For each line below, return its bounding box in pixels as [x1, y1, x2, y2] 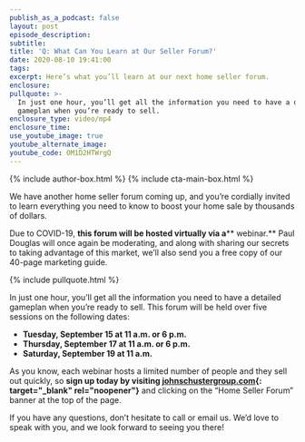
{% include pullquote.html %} [9, 274, 120, 285]
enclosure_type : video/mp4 [9, 114, 112, 123]
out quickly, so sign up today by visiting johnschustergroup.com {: [9, 375, 262, 386]
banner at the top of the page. [9, 394, 122, 405]
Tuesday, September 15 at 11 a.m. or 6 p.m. [22, 329, 187, 339]
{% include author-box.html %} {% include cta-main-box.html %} [9, 173, 254, 184]
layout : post [9, 22, 59, 31]
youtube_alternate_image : [9, 140, 107, 149]
